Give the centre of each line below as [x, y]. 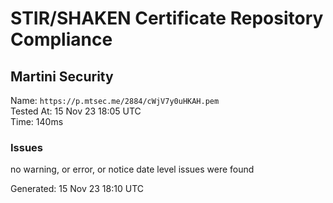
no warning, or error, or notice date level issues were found [132, 169]
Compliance [61, 39]
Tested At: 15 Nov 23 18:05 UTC [76, 111]
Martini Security [62, 76]
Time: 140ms [37, 121]
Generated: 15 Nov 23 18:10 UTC [77, 189]
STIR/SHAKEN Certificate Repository [167, 18]
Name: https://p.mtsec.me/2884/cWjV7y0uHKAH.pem [115, 100]
